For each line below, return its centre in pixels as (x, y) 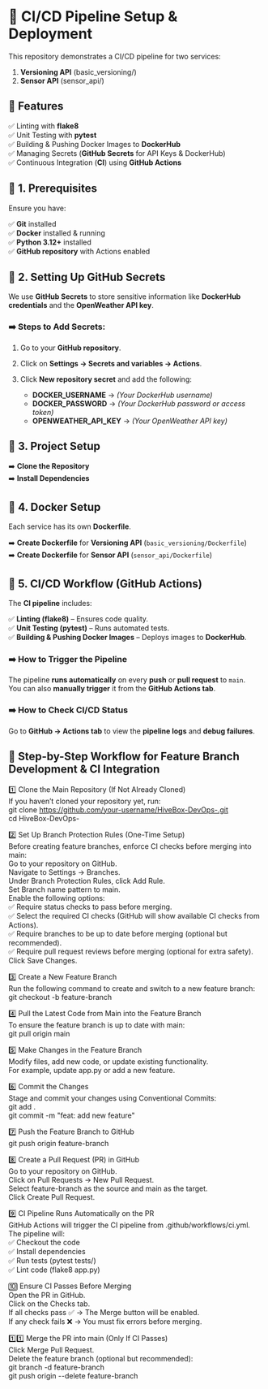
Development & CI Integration (84, 770)
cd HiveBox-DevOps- (44, 818)
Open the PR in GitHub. (47, 1295)
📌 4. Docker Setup (55, 507)
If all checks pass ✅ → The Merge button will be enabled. (104, 1312)
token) (43, 412)
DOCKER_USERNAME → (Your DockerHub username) (122, 395)
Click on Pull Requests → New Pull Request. (81, 1179)
